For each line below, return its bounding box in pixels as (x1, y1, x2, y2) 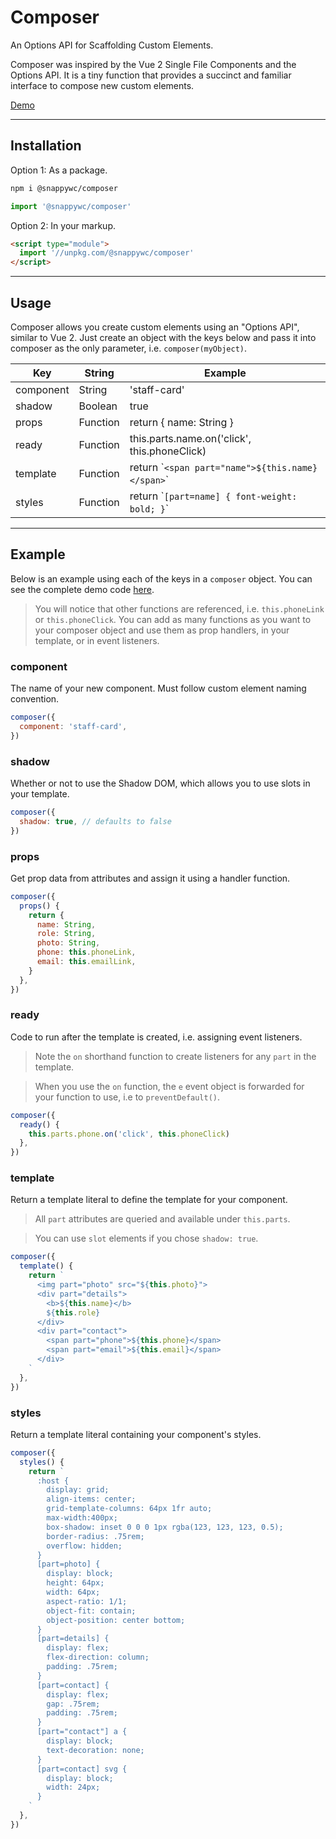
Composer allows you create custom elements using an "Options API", (10, 321, 300, 333)
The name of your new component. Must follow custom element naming (10, 682, 307, 695)
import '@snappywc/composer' (10, 201, 132, 211)
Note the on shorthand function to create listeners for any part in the (34, 1050, 317, 1062)
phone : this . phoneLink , (36, 947, 137, 958)
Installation (10, 137, 82, 155)
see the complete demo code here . (10, 583, 155, 595)
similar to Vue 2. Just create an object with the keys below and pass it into (10, 331, 317, 343)
